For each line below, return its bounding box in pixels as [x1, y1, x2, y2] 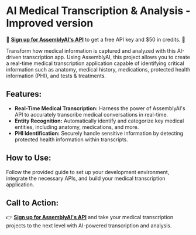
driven [6, 53, 22, 60]
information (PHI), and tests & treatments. [6, 72, 106, 79]
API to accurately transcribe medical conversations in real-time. [14, 111, 169, 118]
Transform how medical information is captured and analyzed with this [6, 47, 176, 54]
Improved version [6, 16, 94, 30]
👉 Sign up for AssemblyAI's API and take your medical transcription [6, 214, 174, 221]
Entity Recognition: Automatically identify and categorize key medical [14, 117, 184, 124]
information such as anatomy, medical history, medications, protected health [6, 66, 191, 73]
